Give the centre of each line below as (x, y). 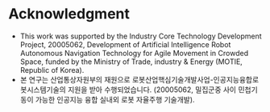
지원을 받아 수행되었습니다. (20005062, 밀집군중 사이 (152, 90)
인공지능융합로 (236, 79)
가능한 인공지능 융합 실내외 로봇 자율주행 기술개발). (115, 99)
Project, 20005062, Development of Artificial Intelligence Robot (125, 44)
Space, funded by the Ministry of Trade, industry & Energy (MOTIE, (131, 62)
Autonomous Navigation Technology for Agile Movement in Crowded (134, 53)
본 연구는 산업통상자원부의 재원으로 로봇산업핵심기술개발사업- (116, 79)
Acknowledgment (69, 14)
